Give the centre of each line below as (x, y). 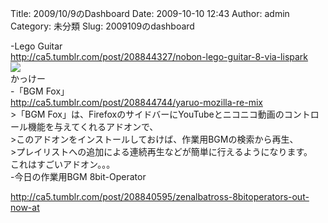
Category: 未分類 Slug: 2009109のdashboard (102, 26)
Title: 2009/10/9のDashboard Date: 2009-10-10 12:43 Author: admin (150, 13)
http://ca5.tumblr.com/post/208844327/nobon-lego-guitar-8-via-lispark (159, 56)
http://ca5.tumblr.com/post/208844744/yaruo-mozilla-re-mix (136, 102)
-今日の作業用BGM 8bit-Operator (78, 176)
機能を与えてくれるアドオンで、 (93, 126)
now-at (25, 207)
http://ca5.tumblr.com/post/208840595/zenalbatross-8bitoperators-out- (160, 196)
